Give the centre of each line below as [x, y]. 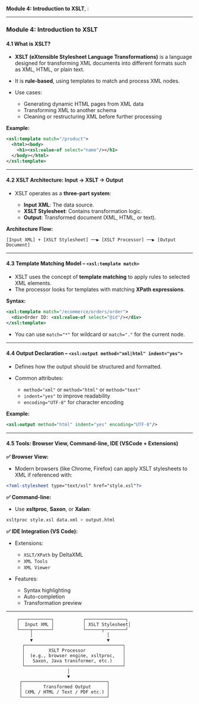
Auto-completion [44, 597]
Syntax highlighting [47, 590]
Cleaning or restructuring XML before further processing [93, 117]
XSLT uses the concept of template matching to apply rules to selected [102, 277]
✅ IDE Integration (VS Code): [42, 531]
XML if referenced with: [44, 475]
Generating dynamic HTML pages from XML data [84, 104]
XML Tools [36, 561]
